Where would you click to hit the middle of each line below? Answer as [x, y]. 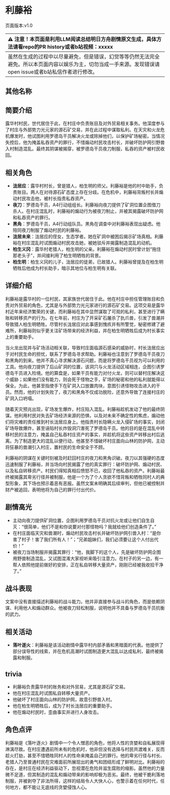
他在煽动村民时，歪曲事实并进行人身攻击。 [57, 712]
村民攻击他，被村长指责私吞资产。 [53, 198]
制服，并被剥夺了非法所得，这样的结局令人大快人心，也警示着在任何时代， [83, 781]
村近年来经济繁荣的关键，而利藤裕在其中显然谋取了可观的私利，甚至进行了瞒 [85, 311]
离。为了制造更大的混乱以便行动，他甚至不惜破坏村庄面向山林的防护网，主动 [85, 441]
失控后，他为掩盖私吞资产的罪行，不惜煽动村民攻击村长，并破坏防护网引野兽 [85, 142]
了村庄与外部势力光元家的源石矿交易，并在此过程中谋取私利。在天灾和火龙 [83, 130]
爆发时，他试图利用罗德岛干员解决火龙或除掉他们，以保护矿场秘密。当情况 [87, 136]
